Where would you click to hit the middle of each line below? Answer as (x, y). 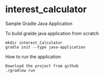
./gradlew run (20, 70)
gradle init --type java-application (45, 47)
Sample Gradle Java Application (39, 23)
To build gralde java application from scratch (52, 33)
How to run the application (33, 57)
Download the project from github (42, 66)
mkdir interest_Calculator (34, 43)
